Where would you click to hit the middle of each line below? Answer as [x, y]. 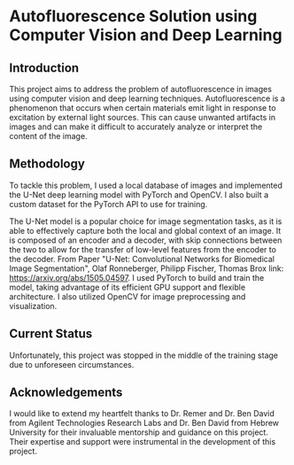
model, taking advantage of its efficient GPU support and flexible [128, 287]
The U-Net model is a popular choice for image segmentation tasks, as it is [146, 221]
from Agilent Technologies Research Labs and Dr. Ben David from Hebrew [144, 423]
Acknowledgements [66, 393]
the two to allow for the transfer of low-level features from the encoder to [143, 249]
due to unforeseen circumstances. [72, 364]
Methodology [47, 164]
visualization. [33, 306]
